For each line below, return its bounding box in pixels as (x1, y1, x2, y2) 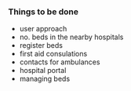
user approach (19, 24, 67, 34)
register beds (19, 41, 63, 50)
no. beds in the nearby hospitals (19, 32, 124, 42)
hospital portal (19, 66, 67, 75)
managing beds (19, 74, 71, 84)
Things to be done (8, 6, 79, 17)
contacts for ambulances (19, 57, 100, 67)
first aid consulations (19, 49, 88, 59)
